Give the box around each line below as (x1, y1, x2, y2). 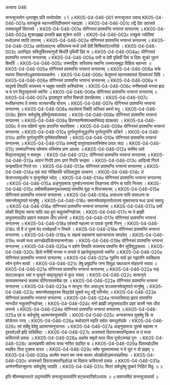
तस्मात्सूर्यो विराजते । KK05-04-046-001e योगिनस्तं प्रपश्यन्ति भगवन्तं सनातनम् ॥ (5, 26, 143, 32)
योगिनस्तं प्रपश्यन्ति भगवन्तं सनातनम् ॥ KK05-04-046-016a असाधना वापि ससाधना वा (5, 192, 150, 198)
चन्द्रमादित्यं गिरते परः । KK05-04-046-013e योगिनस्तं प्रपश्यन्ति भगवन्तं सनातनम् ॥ (5, 163, 146, 169)
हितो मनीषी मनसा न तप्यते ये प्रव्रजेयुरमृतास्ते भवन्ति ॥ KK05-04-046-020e (35, 249, 162, 255)
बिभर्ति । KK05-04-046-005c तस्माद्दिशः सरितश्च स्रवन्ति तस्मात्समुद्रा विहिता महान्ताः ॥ (5, 61, 151, 66)
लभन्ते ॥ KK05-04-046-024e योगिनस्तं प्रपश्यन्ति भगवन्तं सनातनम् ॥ (5, 306, 124, 312)
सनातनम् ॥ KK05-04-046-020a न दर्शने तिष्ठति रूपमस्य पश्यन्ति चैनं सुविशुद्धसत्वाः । (5, 244, 150, 249)
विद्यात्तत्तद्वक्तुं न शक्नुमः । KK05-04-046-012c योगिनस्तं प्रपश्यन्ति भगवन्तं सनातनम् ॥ (5, 152, 150, 158)
